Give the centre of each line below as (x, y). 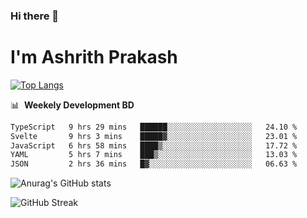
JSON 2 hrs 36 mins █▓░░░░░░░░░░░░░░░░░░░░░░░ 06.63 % (154, 164)
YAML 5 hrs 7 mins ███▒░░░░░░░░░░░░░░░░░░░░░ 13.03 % (154, 155)
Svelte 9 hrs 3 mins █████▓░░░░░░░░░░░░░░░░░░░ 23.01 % (154, 136)
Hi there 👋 (35, 16)
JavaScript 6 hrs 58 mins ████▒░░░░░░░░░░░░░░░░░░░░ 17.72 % (154, 145)
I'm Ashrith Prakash (94, 57)
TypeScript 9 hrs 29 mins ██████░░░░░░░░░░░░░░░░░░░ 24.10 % (154, 127)
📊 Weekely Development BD (72, 105)
